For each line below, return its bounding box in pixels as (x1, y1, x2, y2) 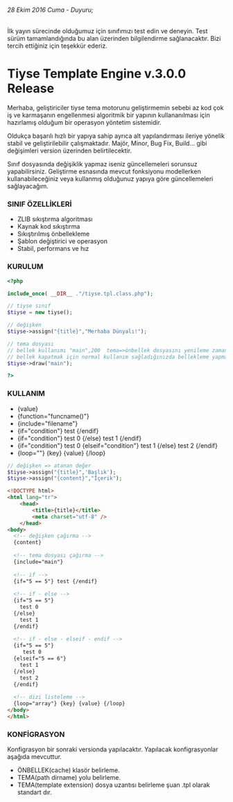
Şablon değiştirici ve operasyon (17, 237, 108, 245)
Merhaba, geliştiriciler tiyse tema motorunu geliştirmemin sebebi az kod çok (7, 104, 224, 112)
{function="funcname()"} (17, 412, 89, 420)
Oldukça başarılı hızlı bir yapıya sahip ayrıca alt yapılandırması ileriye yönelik (7, 132, 225, 140)
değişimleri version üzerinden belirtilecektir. (7, 146, 132, 155)
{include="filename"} (17, 419, 78, 428)
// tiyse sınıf (7, 302, 51, 310)
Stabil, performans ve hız (17, 245, 89, 253)
